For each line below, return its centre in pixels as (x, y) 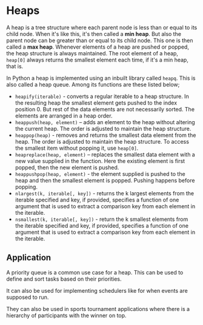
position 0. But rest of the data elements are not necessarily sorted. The (105, 109)
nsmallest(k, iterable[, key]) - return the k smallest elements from (101, 219)
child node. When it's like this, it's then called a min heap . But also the (94, 33)
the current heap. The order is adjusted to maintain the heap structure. (103, 128)
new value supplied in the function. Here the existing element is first (100, 161)
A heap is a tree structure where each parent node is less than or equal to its (102, 27)
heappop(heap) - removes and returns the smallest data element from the (105, 135)
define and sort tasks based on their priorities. (64, 279)
